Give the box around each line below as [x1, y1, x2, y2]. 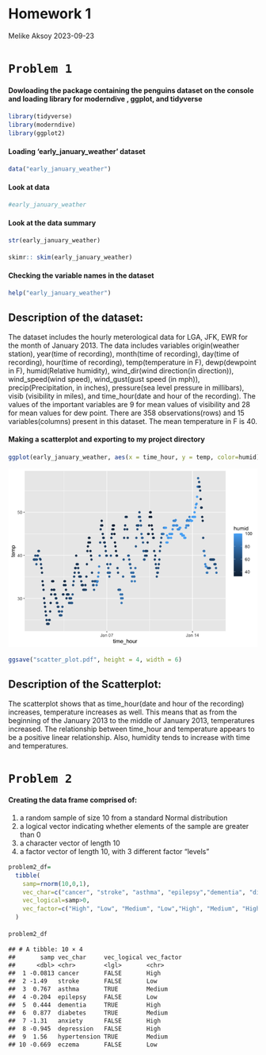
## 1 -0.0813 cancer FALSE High [8, 969, 161, 977]
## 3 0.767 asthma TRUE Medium [8, 985, 169, 993]
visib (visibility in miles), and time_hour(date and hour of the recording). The [8, 391, 256, 401]
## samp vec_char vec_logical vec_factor [8, 953, 182, 961]
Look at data [8, 182, 50, 191]
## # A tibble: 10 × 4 [8, 945, 83, 953]
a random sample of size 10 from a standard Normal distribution [19, 813, 228, 822]
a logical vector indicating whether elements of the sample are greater [19, 821, 249, 830]
